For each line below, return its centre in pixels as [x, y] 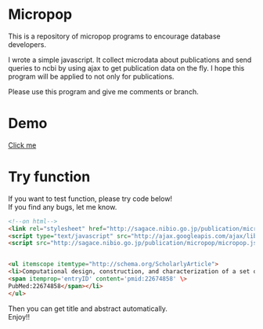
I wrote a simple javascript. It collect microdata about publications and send [130, 60]
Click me [22, 145]
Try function [49, 177]
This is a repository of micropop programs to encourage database [114, 36]
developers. [27, 44]
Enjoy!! [19, 316]
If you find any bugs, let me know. [63, 207]
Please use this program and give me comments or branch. [103, 91]
